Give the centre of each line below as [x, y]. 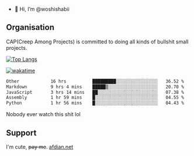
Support [21, 133]
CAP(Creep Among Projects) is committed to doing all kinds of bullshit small [97, 42]
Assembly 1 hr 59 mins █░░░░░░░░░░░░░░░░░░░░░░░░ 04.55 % [95, 98]
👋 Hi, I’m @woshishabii [42, 9]
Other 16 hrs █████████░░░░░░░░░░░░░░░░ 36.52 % [95, 81]
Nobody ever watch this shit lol [43, 114]
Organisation [30, 27]
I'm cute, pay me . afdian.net [40, 147]
